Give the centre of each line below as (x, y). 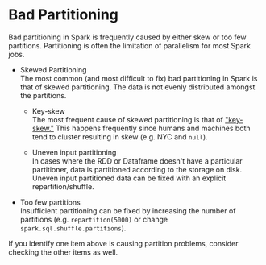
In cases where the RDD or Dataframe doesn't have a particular (137, 161)
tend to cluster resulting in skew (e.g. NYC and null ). (120, 137)
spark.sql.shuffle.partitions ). (73, 228)
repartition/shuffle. (63, 186)
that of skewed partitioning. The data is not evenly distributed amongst (137, 87)
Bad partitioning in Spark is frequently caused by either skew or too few (128, 37)
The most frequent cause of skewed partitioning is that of (127, 119)
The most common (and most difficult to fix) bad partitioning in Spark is (139, 78)
